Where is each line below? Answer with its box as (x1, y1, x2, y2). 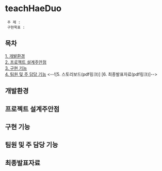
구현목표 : (7, 25, 25, 30)
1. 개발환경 (5, 53, 25, 59)
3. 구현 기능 (5, 65, 27, 71)
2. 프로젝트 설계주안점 (5, 59, 47, 65)
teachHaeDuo (5, 3, 62, 14)
